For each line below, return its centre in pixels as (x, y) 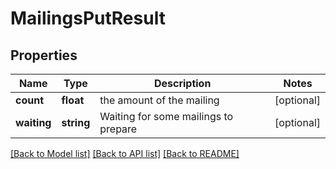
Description (182, 83)
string (76, 122)
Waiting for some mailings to (166, 116)
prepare (118, 129)
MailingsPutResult (88, 18)
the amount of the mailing (159, 100)
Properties (44, 55)
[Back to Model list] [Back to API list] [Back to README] (125, 153)
